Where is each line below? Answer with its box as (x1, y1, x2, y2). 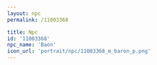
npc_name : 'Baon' (7, 42, 57, 49)
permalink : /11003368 (7, 16, 69, 23)
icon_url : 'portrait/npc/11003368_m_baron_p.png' (7, 48, 152, 55)
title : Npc (7, 29, 38, 36)
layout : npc (7, 10, 41, 17)
